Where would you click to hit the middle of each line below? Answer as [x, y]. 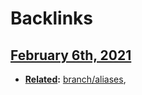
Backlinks [52, 18]
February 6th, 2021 [71, 55]
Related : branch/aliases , [75, 79]
